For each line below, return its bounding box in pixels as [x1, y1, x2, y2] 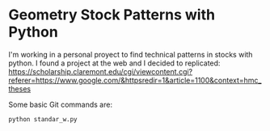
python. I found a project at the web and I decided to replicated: [8, 58, 221, 68]
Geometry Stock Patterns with [8, 6, 216, 24]
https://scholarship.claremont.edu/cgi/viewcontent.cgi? [8, 66, 193, 76]
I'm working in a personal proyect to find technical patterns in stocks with [8, 49, 253, 59]
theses [8, 83, 31, 94]
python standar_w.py [8, 115, 78, 123]
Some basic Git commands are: [8, 99, 113, 109]
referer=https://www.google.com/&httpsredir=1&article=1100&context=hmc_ [8, 75, 262, 85]
